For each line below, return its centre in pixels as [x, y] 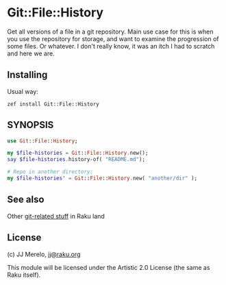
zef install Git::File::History [53, 104]
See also [26, 200]
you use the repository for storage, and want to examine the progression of [113, 38]
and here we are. [31, 53]
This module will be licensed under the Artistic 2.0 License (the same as [109, 267]
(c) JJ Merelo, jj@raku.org [44, 254]
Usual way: [23, 91]
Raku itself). [24, 275]
